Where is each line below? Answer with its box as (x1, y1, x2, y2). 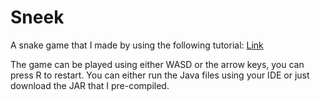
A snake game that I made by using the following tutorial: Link (10, 39, 264, 51)
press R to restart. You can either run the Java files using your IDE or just (10, 69, 310, 81)
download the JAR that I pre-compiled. (10, 79, 170, 91)
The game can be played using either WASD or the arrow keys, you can (10, 58, 305, 70)
